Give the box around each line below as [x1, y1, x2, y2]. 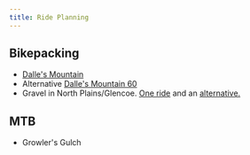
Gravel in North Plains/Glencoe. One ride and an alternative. [21, 88, 241, 98]
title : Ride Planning [9, 12, 90, 22]
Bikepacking [9, 46, 80, 61]
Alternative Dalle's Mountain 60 [21, 79, 137, 89]
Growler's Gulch [21, 137, 82, 148]
